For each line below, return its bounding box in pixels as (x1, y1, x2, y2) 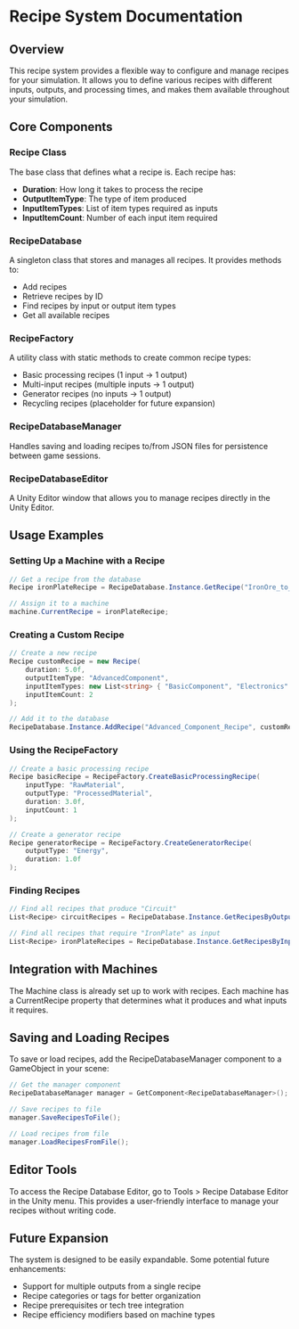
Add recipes (21, 281, 68, 291)
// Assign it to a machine (9, 599, 109, 608)
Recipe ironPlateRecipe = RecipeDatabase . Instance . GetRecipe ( (9, 583, 245, 592)
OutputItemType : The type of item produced (21, 193, 187, 204)
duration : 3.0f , (25, 798, 86, 807)
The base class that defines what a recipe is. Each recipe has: (9, 167, 236, 177)
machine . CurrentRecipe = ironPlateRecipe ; (9, 608, 169, 617)
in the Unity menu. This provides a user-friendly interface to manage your (9, 1195, 279, 1206)
